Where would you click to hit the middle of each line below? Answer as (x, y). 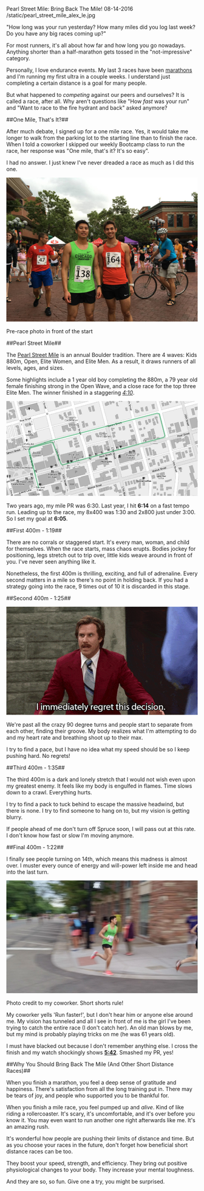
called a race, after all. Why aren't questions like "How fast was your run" (98, 101)
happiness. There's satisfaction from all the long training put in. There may (99, 1089)
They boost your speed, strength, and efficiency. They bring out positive (97, 1163)
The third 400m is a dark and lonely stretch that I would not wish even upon (101, 779)
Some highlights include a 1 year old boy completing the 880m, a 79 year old (102, 380)
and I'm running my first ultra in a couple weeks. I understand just (88, 76)
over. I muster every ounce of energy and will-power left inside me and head (102, 865)
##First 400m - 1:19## (34, 531)
